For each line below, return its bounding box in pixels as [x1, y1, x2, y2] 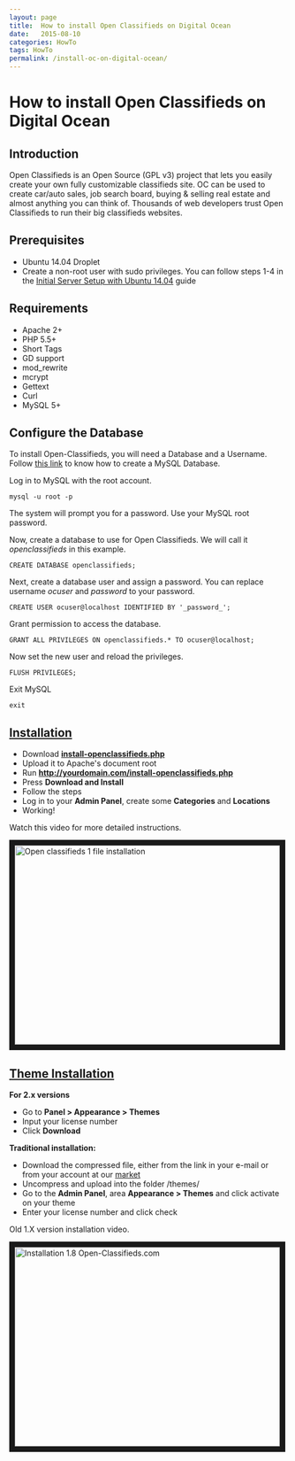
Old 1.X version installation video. [9, 1224, 130, 1235]
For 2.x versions [9, 1090, 71, 1101]
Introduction [9, 146, 79, 161]
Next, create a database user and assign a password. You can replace [9, 576, 264, 587]
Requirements [9, 301, 88, 316]
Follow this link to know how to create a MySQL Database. [9, 458, 221, 469]
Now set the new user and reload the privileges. [9, 652, 184, 662]
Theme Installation [9, 1066, 115, 1081]
